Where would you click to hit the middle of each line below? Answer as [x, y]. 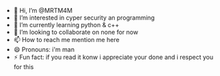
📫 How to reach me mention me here [66, 40]
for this [24, 67]
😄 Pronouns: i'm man [44, 50]
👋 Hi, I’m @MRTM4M [43, 11]
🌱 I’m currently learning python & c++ [66, 25]
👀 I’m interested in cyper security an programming [84, 18]
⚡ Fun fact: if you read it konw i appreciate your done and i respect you [113, 57]
